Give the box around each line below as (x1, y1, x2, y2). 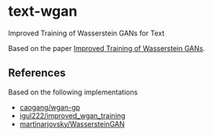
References (8, 66, 66, 80)
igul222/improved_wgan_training (19, 111, 126, 120)
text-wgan (8, 2, 78, 20)
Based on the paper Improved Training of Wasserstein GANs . (8, 43, 206, 53)
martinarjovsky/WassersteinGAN (19, 119, 125, 128)
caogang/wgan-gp (19, 102, 81, 112)
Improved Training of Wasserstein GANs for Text (8, 28, 165, 38)
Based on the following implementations (8, 87, 138, 97)
